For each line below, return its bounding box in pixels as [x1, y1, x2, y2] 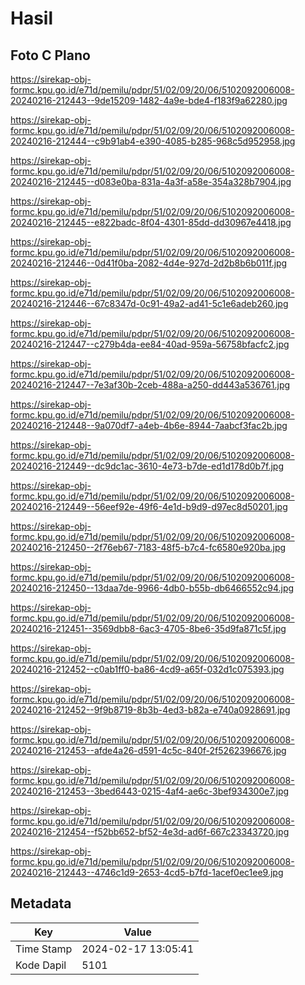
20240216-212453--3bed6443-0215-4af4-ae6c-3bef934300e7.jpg [10, 785, 290, 797]
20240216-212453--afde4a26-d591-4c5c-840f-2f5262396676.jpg [10, 745, 287, 756]
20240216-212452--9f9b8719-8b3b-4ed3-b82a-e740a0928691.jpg [10, 704, 291, 716]
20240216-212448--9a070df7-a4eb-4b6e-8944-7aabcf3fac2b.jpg [10, 420, 288, 431]
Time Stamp [15, 942, 73, 956]
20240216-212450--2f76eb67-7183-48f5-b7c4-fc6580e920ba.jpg [10, 542, 287, 553]
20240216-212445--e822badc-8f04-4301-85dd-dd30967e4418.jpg [10, 217, 292, 228]
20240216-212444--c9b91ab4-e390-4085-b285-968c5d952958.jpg [10, 135, 296, 147]
